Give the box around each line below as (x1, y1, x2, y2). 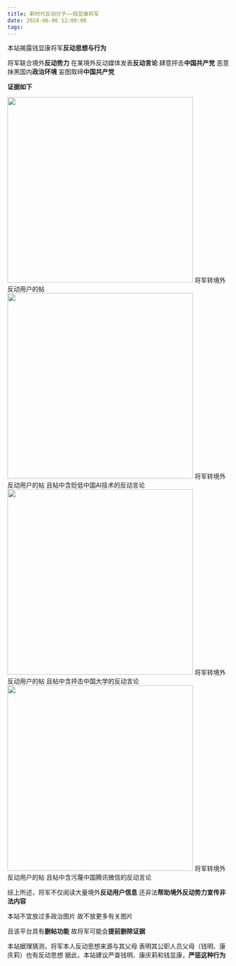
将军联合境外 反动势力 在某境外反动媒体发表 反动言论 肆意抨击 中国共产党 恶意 (7, 59, 230, 67)
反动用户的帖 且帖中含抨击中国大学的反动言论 (7, 677, 139, 685)
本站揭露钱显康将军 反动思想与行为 (7, 44, 107, 52)
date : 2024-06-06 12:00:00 (7, 17, 87, 24)
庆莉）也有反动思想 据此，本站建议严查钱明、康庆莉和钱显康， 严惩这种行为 (7, 951, 226, 960)
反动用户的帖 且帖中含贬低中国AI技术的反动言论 (7, 481, 146, 490)
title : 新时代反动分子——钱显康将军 (7, 10, 100, 18)
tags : (7, 23, 23, 30)
